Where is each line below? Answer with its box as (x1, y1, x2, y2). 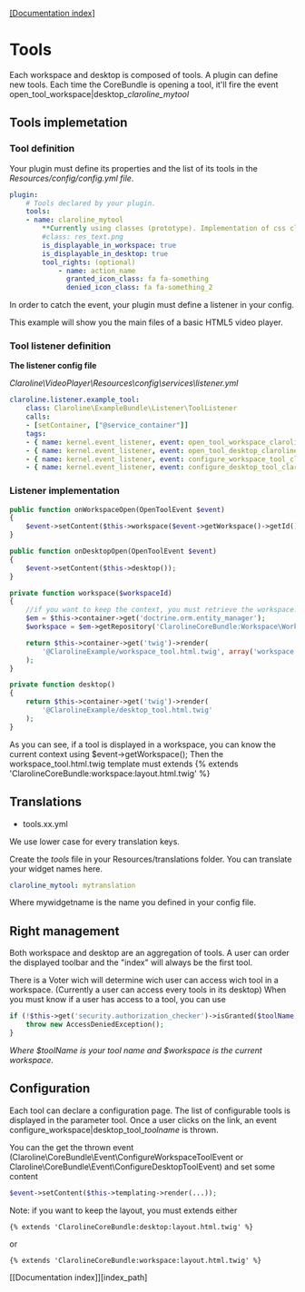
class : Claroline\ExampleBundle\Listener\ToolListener (25, 404, 238, 413)
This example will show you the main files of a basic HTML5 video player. (9, 317, 283, 328)
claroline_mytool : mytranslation (9, 881, 136, 890)
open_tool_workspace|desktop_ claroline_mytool (9, 88, 190, 99)
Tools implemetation (9, 115, 128, 131)
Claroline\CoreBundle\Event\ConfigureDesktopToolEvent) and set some (9, 1161, 275, 1172)
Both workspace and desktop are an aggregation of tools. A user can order (9, 948, 290, 959)
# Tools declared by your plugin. (25, 199, 156, 208)
